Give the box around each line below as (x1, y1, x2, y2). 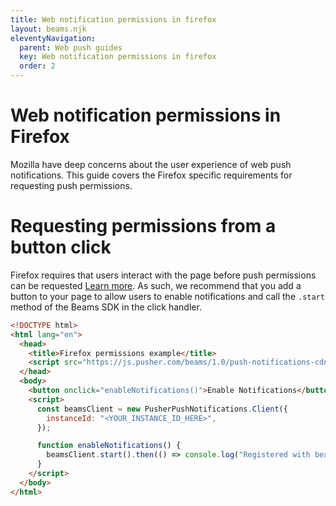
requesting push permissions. (10, 179, 133, 191)
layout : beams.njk (10, 24, 87, 34)
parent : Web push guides (19, 42, 123, 53)
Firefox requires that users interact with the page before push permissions (10, 269, 317, 281)
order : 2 (19, 61, 56, 71)
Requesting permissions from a (10, 215, 277, 238)
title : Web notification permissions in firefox (10, 14, 217, 25)
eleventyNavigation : (10, 33, 97, 43)
